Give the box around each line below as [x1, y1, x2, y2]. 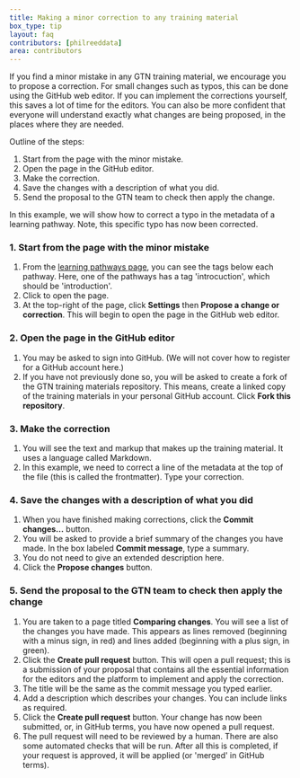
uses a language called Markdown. [22, 453, 152, 464]
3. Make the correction [9, 422, 110, 435]
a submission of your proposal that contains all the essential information [22, 664, 289, 675]
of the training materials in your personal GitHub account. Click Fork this [22, 390, 292, 401]
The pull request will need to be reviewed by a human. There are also [22, 730, 278, 741]
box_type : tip [9, 22, 63, 31]
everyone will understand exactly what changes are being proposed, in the [9, 110, 286, 120]
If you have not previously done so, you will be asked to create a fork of [22, 371, 287, 382]
